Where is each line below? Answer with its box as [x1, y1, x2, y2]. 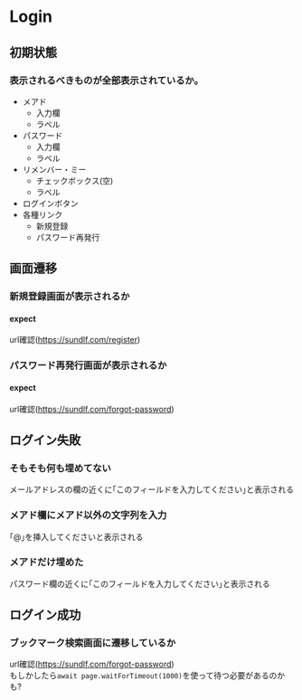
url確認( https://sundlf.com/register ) [9, 335, 141, 345]
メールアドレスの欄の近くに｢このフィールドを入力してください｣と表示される [9, 484, 294, 495]
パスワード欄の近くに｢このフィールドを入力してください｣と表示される [9, 578, 270, 589]
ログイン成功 [9, 608, 81, 623]
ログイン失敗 [9, 432, 81, 448]
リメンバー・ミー [22, 164, 87, 175]
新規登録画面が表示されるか [9, 290, 130, 303]
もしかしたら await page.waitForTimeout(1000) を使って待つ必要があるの [9, 670, 278, 681]
